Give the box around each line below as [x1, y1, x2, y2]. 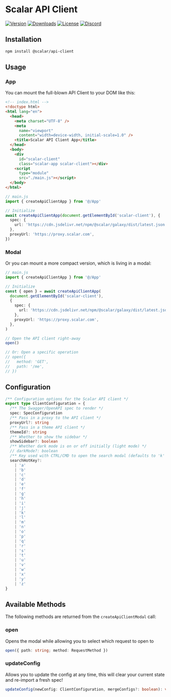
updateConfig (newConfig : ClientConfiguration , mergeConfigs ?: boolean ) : [5, 687, 163, 692]
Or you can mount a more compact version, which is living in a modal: [5, 260, 152, 266]
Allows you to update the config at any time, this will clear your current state [5, 672, 165, 678]
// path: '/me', [5, 364, 44, 369]
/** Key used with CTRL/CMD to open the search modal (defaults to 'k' [10, 453, 165, 458]
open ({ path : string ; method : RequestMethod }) [5, 648, 108, 653]
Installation [5, 35, 42, 44]
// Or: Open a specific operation [5, 350, 79, 355]
